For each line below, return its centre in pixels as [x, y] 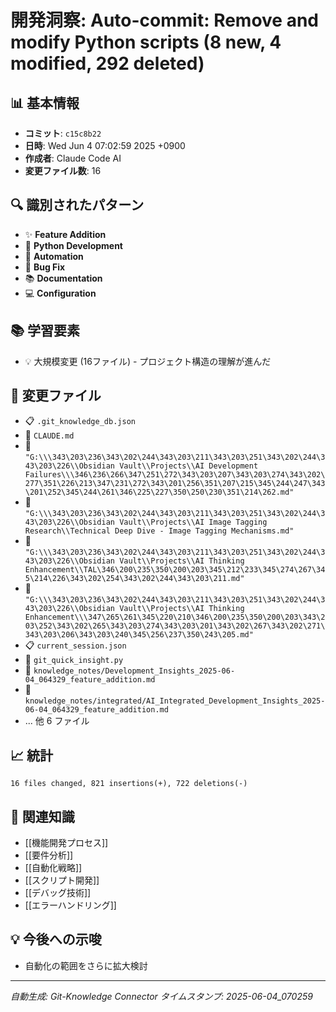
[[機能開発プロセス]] [66, 843]
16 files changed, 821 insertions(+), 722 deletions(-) [129, 784]
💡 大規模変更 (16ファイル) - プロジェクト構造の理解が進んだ [148, 361]
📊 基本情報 [45, 102]
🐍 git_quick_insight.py [74, 660]
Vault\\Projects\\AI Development [189, 466]
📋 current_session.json [75, 645]
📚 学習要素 [45, 331]
